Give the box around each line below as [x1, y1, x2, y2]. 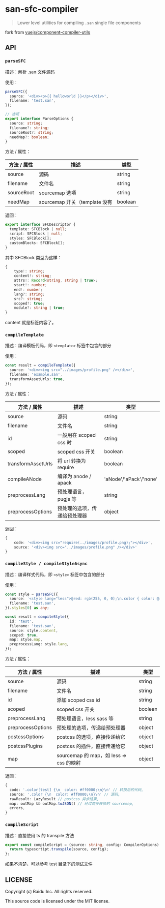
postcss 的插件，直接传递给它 [56, 743, 126, 750]
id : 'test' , [9, 619, 34, 624]
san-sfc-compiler [5, 3, 79, 15]
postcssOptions [7, 733, 44, 740]
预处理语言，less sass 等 [56, 715, 114, 722]
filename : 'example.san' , [9, 372, 63, 377]
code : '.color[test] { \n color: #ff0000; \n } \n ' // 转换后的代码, [9, 787, 144, 792]
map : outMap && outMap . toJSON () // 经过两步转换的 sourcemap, [9, 801, 134, 806]
